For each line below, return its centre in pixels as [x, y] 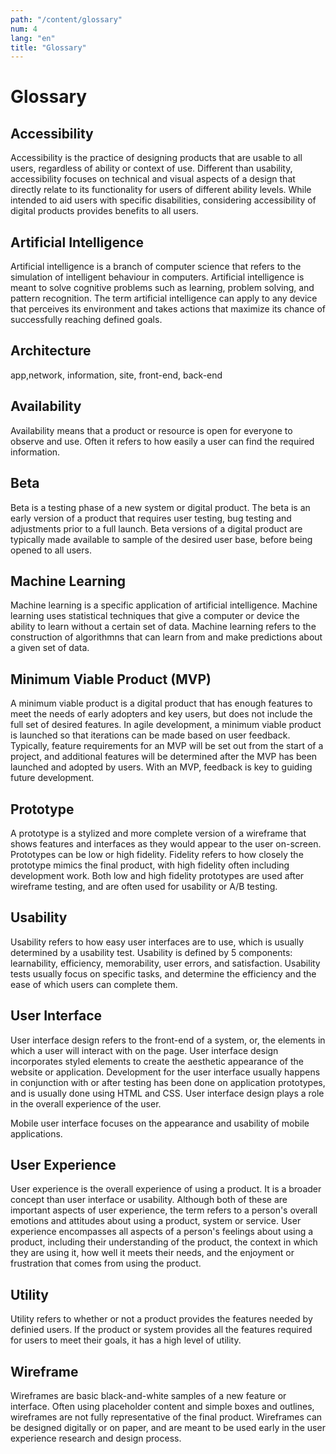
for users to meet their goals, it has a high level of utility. [126, 1340]
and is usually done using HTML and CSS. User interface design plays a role [167, 1093]
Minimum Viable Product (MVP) [111, 679]
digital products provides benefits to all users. [104, 211]
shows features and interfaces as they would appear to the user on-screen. [166, 843]
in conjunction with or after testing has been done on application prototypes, [168, 1082]
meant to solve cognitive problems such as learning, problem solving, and [162, 288]
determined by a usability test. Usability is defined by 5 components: [151, 952]
